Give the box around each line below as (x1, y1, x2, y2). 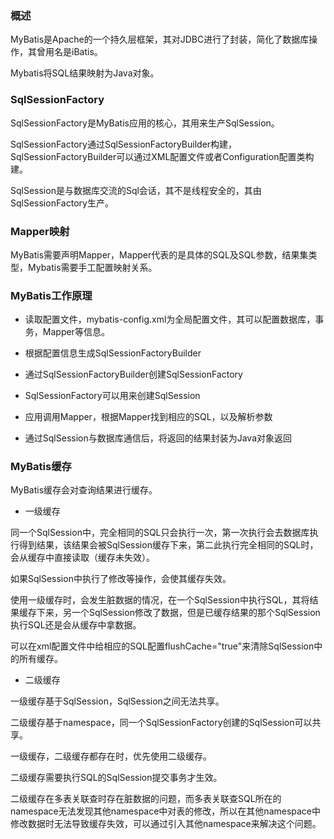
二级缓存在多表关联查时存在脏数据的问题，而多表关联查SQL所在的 (10, 793, 282, 805)
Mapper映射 (10, 224, 70, 238)
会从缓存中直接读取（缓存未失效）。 (10, 552, 155, 564)
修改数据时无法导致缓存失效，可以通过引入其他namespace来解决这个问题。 (10, 818, 322, 830)
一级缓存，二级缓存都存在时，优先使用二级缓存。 (10, 750, 212, 762)
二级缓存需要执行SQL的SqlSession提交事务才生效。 (10, 772, 223, 784)
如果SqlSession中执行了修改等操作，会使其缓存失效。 (10, 573, 232, 585)
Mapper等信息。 (42, 326, 110, 338)
